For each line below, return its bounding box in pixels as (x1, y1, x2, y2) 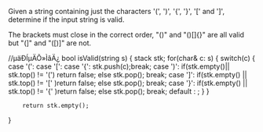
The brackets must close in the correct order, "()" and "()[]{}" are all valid (8, 30, 245, 39)
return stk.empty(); (22, 102, 89, 109)
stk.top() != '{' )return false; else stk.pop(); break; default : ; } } (8, 87, 210, 96)
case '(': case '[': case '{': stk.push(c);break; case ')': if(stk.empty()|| (8, 62, 230, 71)
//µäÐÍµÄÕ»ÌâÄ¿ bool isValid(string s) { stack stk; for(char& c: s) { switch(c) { (8, 54, 255, 62)
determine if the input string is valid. (8, 15, 125, 24)
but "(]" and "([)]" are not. (8, 38, 92, 48)
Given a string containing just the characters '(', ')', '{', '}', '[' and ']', (8, 7, 225, 16)
